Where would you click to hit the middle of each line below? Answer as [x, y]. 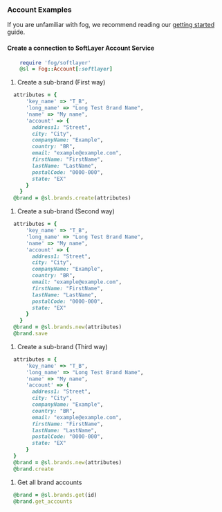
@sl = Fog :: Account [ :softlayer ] [66, 69]
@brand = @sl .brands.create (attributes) [72, 198]
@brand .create [34, 469]
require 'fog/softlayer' [55, 63]
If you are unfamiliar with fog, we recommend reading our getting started [111, 25]
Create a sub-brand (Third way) [63, 346]
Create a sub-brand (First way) [61, 82]
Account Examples [39, 10]
